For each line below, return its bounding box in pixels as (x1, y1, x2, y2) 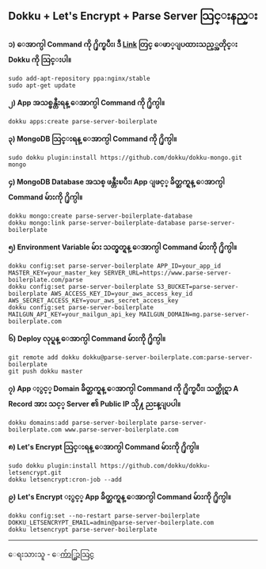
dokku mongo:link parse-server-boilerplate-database (8, 218, 186, 227)
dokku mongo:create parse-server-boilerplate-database (8, 212, 193, 220)
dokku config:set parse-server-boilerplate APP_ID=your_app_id (8, 262, 222, 270)
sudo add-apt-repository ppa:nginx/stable (8, 74, 150, 82)
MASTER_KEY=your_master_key (8, 268, 101, 277)
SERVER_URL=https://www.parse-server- (104, 268, 232, 277)
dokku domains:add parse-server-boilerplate (8, 419, 158, 427)
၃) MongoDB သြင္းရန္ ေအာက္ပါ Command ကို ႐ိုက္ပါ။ (8, 134, 177, 143)
